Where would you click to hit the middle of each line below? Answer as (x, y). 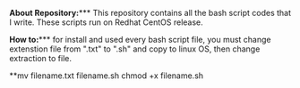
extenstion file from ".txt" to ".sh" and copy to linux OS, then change (135, 49)
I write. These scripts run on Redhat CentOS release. (106, 22)
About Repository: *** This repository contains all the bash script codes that (150, 13)
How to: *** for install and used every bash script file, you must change (140, 40)
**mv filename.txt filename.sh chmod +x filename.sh (107, 76)
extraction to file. (40, 58)
